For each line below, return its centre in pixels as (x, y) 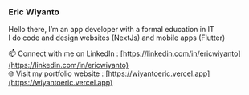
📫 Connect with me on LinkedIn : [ (66, 53)
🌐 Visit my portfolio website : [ (58, 73)
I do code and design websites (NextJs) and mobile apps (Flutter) (117, 38)
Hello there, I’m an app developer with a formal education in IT (111, 30)
